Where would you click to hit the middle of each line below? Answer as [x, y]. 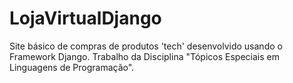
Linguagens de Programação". [72, 67]
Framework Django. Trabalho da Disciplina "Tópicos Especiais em [144, 56]
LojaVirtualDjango [85, 18]
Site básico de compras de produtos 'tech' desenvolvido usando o [146, 46]
